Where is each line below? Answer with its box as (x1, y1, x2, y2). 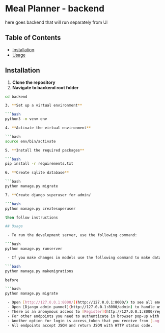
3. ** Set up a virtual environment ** (5, 103, 82, 108)
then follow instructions (5, 215, 58, 220)
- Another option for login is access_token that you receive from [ (7, 318, 153, 323)
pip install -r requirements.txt (5, 161, 74, 166)
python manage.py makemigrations (5, 268, 74, 274)
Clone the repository (12, 79, 55, 85)
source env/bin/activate (5, 139, 56, 144)
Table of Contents (5, 34, 61, 42)
